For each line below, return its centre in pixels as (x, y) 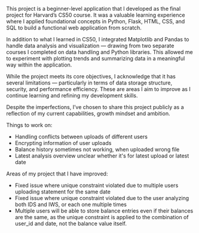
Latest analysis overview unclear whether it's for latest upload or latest (102, 156)
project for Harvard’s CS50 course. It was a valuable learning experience (96, 15)
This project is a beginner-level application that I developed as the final (94, 9)
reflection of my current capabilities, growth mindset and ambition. (88, 114)
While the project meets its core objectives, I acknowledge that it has (91, 76)
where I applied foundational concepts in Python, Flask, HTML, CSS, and (96, 21)
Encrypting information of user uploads (63, 143)
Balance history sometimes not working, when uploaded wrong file (97, 149)
